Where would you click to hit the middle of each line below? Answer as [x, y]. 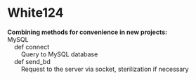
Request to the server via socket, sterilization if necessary [105, 69]
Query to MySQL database [59, 54]
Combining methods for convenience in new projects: [87, 32]
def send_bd [32, 61]
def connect [32, 47]
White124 [35, 13]
